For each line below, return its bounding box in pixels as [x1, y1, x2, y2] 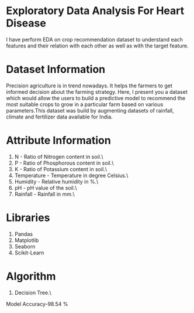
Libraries [6, 211, 50, 224]
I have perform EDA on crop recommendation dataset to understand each [6, 36, 183, 43]
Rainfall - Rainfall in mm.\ [14, 190, 75, 198]
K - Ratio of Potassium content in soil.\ [14, 165, 107, 172]
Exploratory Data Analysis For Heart [6, 4, 185, 18]
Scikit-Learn [14, 249, 44, 256]
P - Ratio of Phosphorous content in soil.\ [14, 159, 114, 166]
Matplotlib [14, 236, 39, 244]
